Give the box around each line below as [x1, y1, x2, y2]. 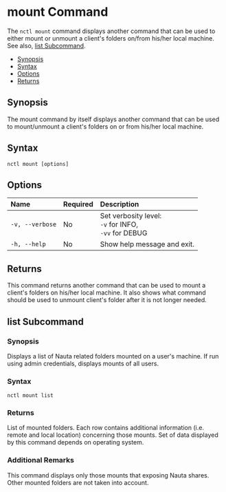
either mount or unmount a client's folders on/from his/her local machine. [7, 34, 215, 42]
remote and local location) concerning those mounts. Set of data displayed [7, 431, 218, 439]
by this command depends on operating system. [7, 438, 144, 447]
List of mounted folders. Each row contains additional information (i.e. [7, 424, 205, 432]
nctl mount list [7, 392, 54, 399]
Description [100, 200, 139, 209]
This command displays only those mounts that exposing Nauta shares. [7, 471, 210, 479]
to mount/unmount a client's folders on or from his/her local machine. [7, 122, 204, 131]
